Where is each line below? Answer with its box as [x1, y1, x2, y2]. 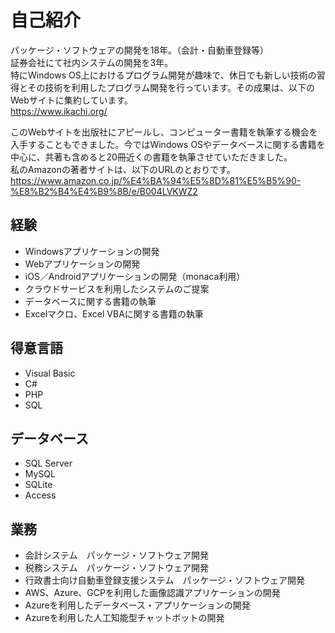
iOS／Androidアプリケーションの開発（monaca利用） [24, 270, 246, 282]
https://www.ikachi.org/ [10, 105, 108, 117]
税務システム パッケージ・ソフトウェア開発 [24, 562, 210, 574]
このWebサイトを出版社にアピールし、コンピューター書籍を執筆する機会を [10, 126, 318, 138]
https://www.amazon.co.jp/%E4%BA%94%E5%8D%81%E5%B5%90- [10, 174, 302, 186]
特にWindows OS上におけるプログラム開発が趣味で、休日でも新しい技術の [10, 69, 317, 81]
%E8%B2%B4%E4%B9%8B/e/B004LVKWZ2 [10, 185, 198, 197]
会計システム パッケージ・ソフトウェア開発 [24, 549, 210, 561]
